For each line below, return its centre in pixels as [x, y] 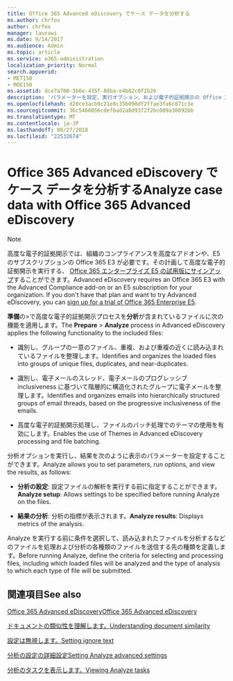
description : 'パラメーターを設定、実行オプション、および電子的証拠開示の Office [114, 98]
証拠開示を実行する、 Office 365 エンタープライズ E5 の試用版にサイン [108, 271]
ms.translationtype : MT [42, 117]
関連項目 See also [44, 594]
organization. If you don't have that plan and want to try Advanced [102, 295]
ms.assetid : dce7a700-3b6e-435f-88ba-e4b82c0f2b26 [82, 91]
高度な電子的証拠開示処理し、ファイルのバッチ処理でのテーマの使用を [118, 425]
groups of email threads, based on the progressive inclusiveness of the [119, 403]
